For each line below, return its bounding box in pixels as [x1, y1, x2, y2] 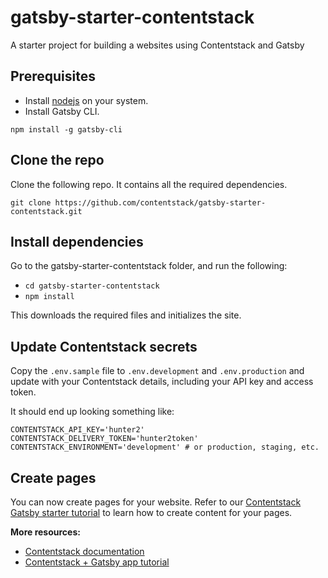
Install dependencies [10, 233, 144, 250]
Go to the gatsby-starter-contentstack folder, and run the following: [10, 260, 288, 272]
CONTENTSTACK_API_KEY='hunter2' [10, 425, 145, 435]
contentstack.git [10, 206, 83, 216]
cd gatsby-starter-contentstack [24, 281, 160, 291]
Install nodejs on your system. [24, 94, 149, 106]
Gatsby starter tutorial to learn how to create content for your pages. [10, 507, 293, 518]
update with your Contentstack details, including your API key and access [10, 376, 314, 388]
